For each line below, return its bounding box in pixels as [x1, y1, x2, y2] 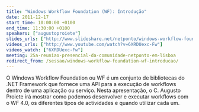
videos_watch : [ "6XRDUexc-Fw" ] [6, 47, 84, 53]
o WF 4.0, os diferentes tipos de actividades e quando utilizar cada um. [6, 99, 180, 106]
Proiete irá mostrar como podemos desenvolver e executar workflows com [6, 93, 188, 100]
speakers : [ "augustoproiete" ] [6, 31, 81, 37]
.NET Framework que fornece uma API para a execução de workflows [6, 80, 176, 87]
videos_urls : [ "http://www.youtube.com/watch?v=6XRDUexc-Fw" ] [6, 42, 163, 48]
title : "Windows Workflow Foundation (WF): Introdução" [6, 8, 147, 15]
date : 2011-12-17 [6, 14, 49, 20]
